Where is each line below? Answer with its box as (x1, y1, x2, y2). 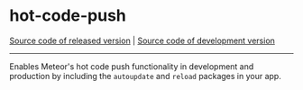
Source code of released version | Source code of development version (9, 35, 275, 46)
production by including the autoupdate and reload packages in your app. (9, 70, 281, 81)
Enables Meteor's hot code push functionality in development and (9, 60, 254, 72)
